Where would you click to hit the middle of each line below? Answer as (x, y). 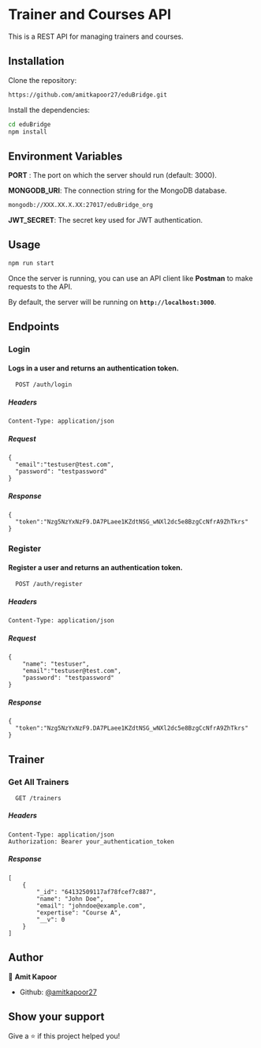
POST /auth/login (44, 385)
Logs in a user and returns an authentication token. (93, 368)
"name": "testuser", (56, 664)
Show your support (56, 1017)
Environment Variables (65, 156)
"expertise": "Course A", (79, 913)
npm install (28, 132)
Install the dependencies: (49, 110)
